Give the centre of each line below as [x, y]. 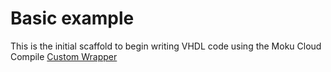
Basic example [72, 18]
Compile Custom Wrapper [64, 56]
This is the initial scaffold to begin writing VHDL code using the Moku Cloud [166, 46]
